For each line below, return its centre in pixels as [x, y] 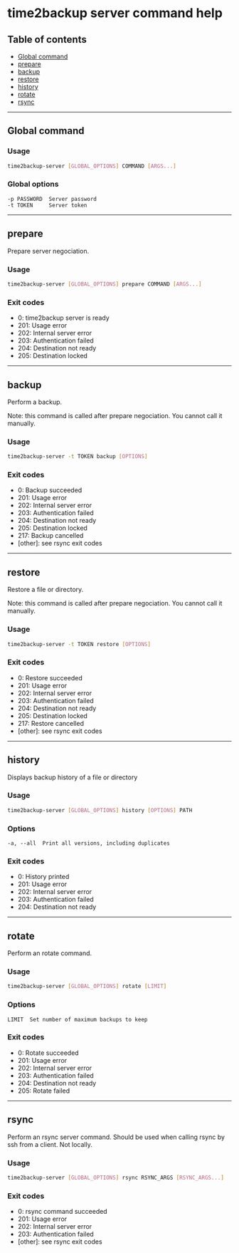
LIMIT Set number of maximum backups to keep [78, 1019]
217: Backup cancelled [51, 536]
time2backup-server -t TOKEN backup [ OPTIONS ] [78, 457]
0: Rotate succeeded [48, 1053]
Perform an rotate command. [50, 953]
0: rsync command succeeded [63, 1212]
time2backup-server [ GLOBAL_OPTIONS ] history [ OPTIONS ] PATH [100, 810]
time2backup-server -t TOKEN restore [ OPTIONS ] [79, 644]
